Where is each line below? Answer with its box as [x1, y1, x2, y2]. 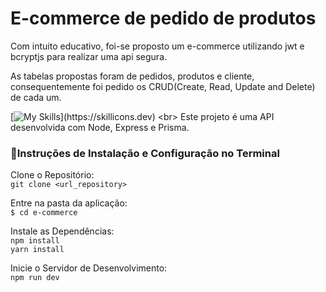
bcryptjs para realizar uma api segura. [10, 50, 168, 62]
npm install [10, 236, 60, 246]
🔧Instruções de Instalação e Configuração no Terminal [10, 146, 280, 160]
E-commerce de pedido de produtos [10, 7, 317, 30]
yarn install [10, 245, 65, 255]
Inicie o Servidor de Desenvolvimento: [10, 262, 168, 274]
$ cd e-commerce [10, 208, 78, 218]
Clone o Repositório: [10, 169, 95, 181]
